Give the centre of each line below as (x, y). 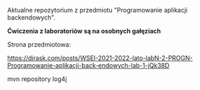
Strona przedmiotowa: (39, 44)
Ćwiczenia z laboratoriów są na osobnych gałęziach (84, 31)
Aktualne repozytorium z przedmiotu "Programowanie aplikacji (97, 10)
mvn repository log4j (37, 79)
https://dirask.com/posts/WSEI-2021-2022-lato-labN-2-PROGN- (100, 58)
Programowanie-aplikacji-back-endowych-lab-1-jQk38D (88, 65)
